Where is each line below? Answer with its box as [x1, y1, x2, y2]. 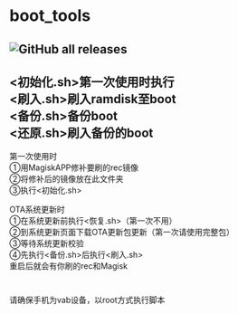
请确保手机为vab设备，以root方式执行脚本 [9, 294, 166, 305]
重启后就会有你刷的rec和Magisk [9, 261, 129, 271]
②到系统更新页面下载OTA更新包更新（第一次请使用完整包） [9, 227, 235, 238]
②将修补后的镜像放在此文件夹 [9, 174, 124, 185]
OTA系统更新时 [9, 205, 65, 215]
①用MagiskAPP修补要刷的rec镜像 [9, 162, 138, 173]
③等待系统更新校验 [9, 238, 84, 249]
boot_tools [9, 5, 91, 26]
